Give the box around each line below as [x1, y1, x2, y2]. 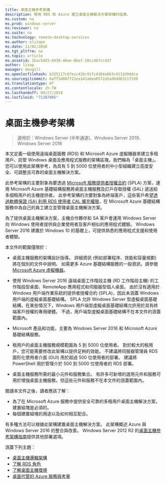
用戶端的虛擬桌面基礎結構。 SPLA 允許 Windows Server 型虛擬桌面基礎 [12, 296, 157, 302]
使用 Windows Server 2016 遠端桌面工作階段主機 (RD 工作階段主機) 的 [12, 278, 155, 284]
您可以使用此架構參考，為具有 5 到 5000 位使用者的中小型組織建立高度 [5, 163, 149, 169]
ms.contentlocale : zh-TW [5, 85, 56, 91]
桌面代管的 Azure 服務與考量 [12, 474, 71, 480]
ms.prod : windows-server [5, 21, 56, 26]
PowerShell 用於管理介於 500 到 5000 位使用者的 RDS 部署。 [12, 361, 137, 367]
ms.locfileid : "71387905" [5, 95, 58, 100]
